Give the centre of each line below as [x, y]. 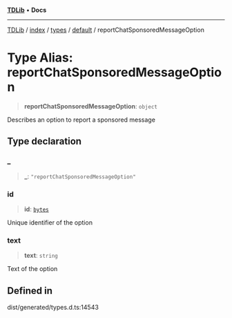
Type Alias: [40, 58]
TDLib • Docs [27, 10]
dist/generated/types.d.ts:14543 [53, 308]
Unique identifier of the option [50, 222]
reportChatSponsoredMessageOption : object [90, 106]
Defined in [30, 291]
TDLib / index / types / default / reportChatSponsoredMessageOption [106, 30]
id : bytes [37, 209]
